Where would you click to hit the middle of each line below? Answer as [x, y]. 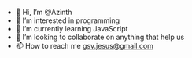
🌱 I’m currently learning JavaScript [72, 29]
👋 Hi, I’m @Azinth [44, 12]
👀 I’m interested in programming [68, 20]
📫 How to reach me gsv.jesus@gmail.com [84, 46]
